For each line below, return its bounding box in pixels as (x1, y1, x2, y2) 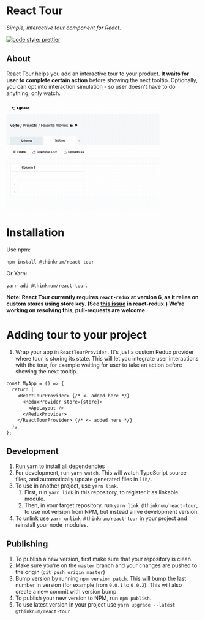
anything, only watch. (6, 90, 61, 97)
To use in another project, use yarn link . (15, 482, 119, 489)
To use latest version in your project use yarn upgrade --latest (15, 600, 176, 608)
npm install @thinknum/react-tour (6, 259, 95, 265)
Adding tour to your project (6, 328, 147, 342)
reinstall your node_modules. (15, 521, 89, 528)
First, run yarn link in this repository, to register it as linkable (24, 488, 179, 496)
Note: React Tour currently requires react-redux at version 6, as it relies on (6, 293, 199, 300)
